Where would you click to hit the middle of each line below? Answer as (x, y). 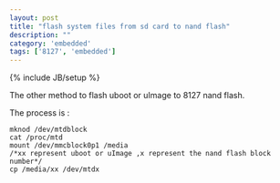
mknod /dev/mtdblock (49, 130)
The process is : (40, 113)
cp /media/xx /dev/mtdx (55, 169)
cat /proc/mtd (36, 137)
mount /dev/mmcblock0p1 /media (69, 146)
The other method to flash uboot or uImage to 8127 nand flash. (127, 96)
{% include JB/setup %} (55, 77)
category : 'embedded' (51, 43)
